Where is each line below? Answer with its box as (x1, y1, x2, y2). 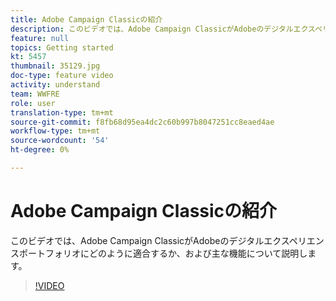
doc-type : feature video (10, 71, 114, 81)
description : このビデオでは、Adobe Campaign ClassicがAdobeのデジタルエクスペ (10, 24, 323, 34)
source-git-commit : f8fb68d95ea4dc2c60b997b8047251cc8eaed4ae (10, 117, 275, 127)
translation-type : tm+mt (10, 107, 114, 118)
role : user (10, 98, 56, 108)
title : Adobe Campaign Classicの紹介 (10, 14, 163, 25)
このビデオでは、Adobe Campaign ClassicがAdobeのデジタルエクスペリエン (10, 234, 325, 246)
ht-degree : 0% (10, 145, 70, 155)
